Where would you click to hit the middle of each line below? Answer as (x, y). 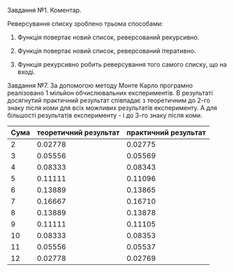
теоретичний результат (78, 132)
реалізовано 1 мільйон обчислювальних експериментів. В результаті (110, 93)
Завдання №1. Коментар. (44, 10)
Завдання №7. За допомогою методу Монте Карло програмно (100, 86)
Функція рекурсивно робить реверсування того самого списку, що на (122, 64)
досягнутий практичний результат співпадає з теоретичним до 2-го (109, 100)
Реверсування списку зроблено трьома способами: (85, 23)
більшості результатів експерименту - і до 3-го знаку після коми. (105, 115)
